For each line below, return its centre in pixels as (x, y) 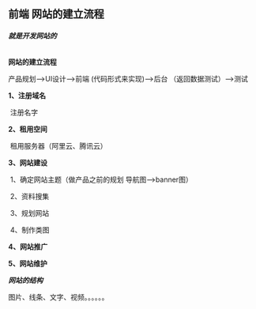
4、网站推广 (28, 247)
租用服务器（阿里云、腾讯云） (58, 145)
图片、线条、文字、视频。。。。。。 (58, 297)
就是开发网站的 (32, 36)
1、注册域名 (27, 95)
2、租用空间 (28, 129)
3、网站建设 (28, 162)
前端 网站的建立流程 (56, 14)
